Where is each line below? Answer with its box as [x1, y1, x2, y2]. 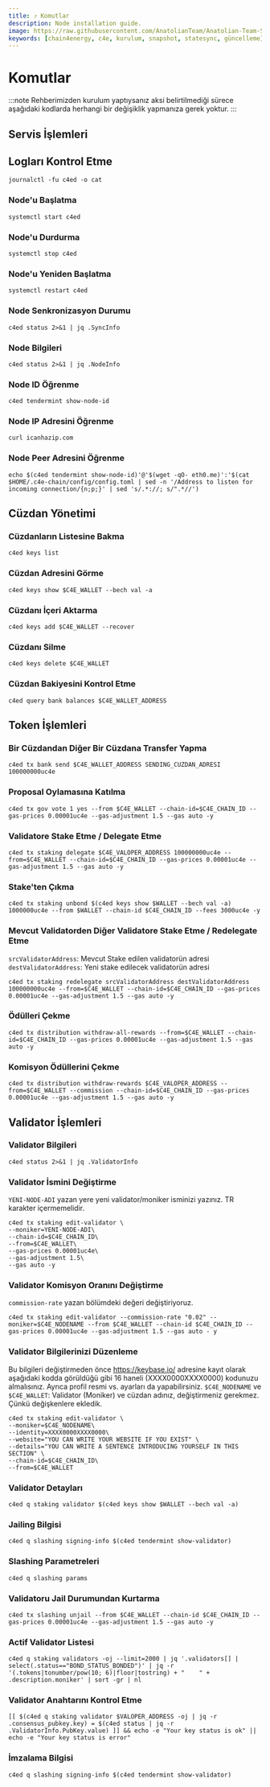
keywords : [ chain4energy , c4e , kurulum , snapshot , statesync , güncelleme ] [8, 34, 264, 43]
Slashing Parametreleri [8, 1556, 100, 1567]
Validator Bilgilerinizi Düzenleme [8, 1346, 138, 1357]
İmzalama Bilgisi [8, 1752, 74, 1764]
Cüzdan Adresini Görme [8, 568, 104, 579]
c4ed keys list [8, 549, 59, 558]
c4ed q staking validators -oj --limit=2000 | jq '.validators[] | [8, 1655, 239, 1663]
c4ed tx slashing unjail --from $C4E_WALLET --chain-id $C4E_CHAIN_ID [8, 1611, 250, 1619]
